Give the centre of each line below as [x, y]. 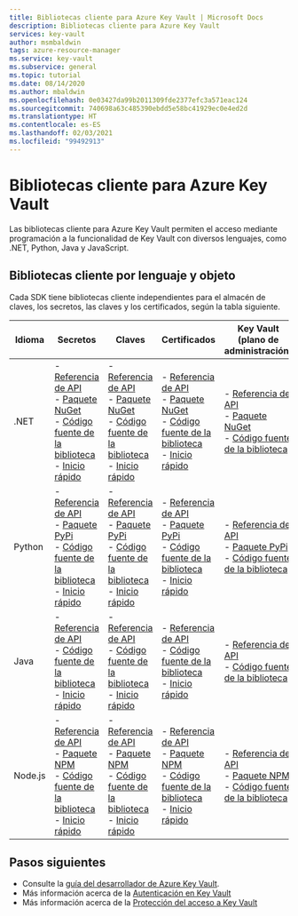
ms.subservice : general [53, 68]
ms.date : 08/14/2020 [47, 84]
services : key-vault [47, 34]
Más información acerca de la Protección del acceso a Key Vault [140, 903]
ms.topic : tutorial [45, 76]
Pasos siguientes [58, 862]
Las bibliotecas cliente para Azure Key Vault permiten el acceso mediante [143, 228]
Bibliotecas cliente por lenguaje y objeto [122, 276]
